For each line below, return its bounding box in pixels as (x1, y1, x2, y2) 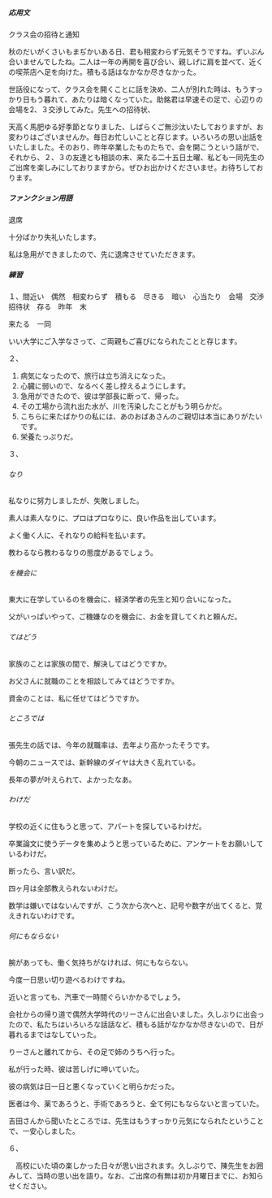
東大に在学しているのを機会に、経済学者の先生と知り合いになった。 (8, 594, 236, 605)
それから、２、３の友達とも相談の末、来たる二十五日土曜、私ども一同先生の (8, 152, 265, 162)
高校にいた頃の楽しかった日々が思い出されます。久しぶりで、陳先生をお (15, 1161, 257, 1170)
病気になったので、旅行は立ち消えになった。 (19, 371, 171, 380)
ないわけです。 (29, 910, 80, 920)
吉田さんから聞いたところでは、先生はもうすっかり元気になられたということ (8, 1116, 265, 1126)
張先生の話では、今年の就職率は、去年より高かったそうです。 (8, 740, 214, 749)
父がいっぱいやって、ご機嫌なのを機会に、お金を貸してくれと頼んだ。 (8, 612, 242, 622)
